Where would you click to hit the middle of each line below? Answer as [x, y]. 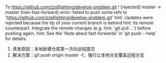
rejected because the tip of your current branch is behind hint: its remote [79, 23]
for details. [16, 38]
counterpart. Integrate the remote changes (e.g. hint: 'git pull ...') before [78, 28]
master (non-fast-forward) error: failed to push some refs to [66, 12]
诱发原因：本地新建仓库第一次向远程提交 [54, 49]
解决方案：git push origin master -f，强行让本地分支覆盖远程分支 [78, 55]
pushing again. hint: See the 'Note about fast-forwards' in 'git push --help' [81, 33]
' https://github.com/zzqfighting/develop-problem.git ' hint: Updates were [79, 17]
